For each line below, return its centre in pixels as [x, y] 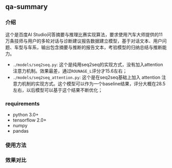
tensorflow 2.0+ [30, 120]
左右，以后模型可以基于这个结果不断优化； [58, 90]
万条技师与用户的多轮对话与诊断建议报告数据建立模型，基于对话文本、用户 [84, 41]
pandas [21, 131]
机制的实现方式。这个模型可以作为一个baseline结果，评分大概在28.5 [94, 83]
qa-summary [27, 7]
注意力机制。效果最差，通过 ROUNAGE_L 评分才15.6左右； [70, 71]
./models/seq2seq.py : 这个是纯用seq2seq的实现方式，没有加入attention [88, 64]
